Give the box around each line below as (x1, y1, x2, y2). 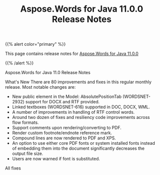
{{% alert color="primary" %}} (5, 41, 66, 47)
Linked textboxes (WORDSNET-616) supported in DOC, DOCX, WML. (12, 104, 150, 110)
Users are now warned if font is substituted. (12, 156, 100, 162)
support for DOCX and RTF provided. (25, 99, 100, 105)
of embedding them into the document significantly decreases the (12, 145, 145, 152)
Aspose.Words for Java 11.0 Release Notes (5, 70, 91, 76)
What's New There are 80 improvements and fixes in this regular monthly (5, 79, 152, 85)
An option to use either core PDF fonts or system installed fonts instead (12, 140, 156, 146)
